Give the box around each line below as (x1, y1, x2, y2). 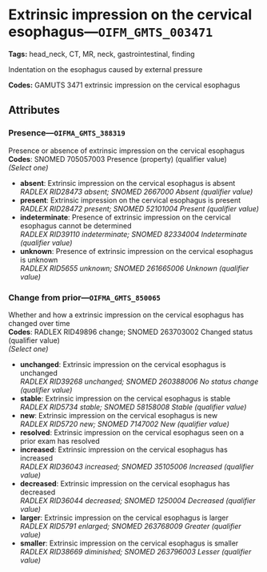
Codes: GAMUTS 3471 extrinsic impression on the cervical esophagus (8, 80, 241, 90)
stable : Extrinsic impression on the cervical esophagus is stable (19, 393, 231, 403)
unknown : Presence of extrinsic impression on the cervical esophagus (19, 246, 253, 256)
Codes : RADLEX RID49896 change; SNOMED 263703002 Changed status (8, 327, 253, 336)
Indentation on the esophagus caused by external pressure (8, 64, 203, 74)
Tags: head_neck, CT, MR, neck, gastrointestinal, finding (8, 49, 195, 58)
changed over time (8, 318, 70, 328)
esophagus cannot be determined (19, 220, 132, 230)
